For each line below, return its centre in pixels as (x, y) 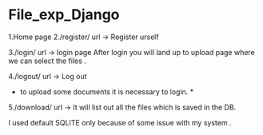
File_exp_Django (64, 15)
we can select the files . (47, 61)
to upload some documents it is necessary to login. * (107, 91)
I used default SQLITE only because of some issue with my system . (120, 122)
